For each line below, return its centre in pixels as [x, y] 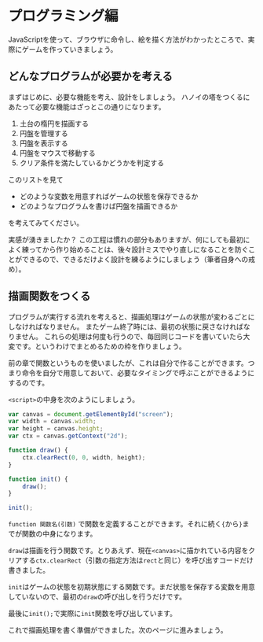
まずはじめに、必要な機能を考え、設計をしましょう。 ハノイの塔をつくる [126, 97]
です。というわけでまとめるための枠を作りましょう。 [100, 346]
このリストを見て [36, 179]
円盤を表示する [44, 143]
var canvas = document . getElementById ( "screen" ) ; [91, 414]
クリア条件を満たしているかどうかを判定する [92, 163]
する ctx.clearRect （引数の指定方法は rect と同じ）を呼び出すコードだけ [137, 560]
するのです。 [29, 382]
